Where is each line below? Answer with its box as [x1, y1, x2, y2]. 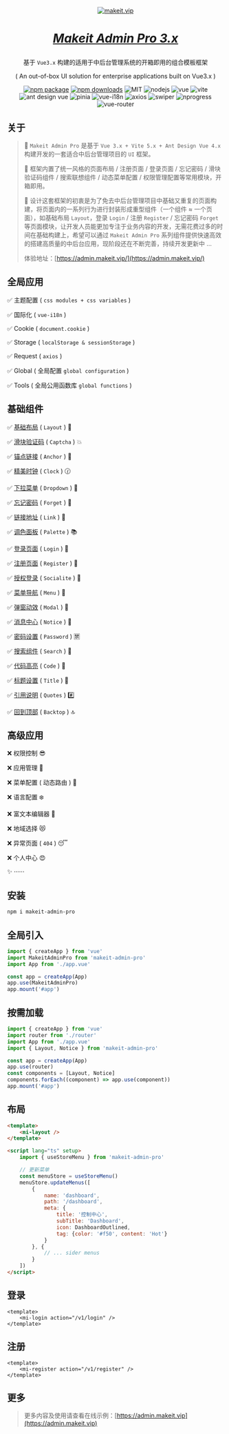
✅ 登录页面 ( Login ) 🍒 [7, 544, 69, 553]
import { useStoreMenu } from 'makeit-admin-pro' [19, 1154, 165, 1161]
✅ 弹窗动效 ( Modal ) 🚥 [7, 603, 69, 611]
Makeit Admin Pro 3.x [52, 31, 179, 46]
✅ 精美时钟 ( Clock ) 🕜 [7, 467, 71, 475]
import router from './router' [7, 1032, 97, 1038]
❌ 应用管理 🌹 [7, 764, 43, 772]
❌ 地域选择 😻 [7, 824, 46, 833]
